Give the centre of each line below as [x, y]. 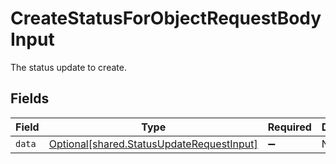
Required [289, 127]
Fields [30, 98]
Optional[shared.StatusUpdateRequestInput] [153, 144]
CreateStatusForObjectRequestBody [166, 18]
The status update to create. [68, 67]
